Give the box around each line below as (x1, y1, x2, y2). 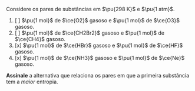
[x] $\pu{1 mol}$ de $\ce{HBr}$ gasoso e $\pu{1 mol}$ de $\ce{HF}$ (14, 42, 183, 49)
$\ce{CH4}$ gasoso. (14, 36, 66, 42)
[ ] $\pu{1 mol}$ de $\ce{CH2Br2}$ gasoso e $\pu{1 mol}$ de (14, 29, 165, 36)
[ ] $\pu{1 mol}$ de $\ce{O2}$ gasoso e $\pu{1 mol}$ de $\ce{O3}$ (14, 17, 180, 23)
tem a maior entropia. (6, 78, 58, 85)
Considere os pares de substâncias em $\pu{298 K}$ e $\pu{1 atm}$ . (6, 6, 175, 12)
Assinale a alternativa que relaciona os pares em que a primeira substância (6, 72, 190, 79)
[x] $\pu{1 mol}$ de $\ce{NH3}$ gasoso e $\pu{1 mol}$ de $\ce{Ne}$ (14, 55, 185, 61)
